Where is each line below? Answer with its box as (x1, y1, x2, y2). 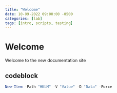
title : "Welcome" (5, 7, 40, 12)
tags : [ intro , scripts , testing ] (5, 20, 73, 26)
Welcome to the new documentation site (5, 58, 86, 63)
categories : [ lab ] (5, 16, 42, 21)
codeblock (5, 71, 38, 80)
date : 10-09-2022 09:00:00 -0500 (5, 12, 73, 16)
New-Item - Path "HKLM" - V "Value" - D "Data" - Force (5, 84, 112, 89)
